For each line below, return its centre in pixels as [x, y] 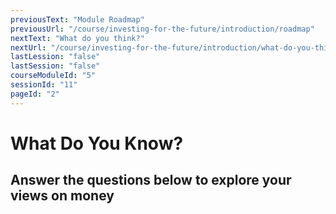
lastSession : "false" [55, 66]
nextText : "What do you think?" [77, 38]
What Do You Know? [97, 143]
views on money [62, 196]
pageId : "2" [35, 94]
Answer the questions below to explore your [151, 180]
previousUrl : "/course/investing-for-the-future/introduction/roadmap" [162, 29]
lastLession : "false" [55, 57]
